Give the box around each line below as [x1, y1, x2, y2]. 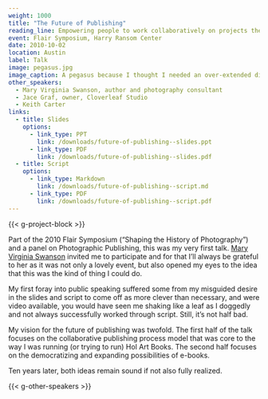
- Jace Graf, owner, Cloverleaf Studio [15, 93, 148, 101]
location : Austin [8, 49, 66, 57]
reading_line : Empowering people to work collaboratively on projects [8, 26, 248, 34]
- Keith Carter [15, 101, 66, 109]
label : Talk [8, 57, 48, 65]
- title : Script [15, 160, 69, 168]
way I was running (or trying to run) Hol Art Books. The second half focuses [8, 342, 257, 351]
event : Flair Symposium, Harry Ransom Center [8, 34, 162, 42]
